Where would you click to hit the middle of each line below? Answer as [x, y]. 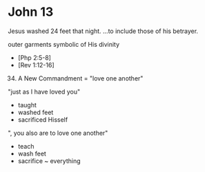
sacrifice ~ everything [49, 161]
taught [27, 105]
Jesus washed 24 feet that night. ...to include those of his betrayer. [103, 31]
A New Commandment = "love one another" [80, 78]
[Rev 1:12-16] [36, 65]
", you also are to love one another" [58, 133]
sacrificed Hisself [43, 119]
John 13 [31, 12]
